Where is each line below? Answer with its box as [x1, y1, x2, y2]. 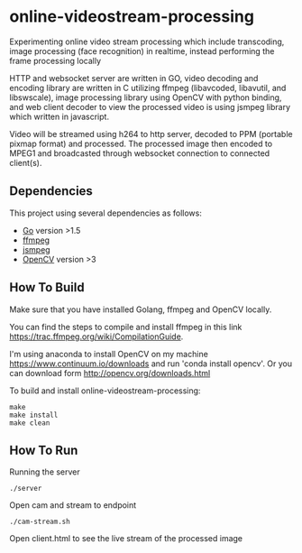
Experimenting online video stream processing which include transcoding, [9, 36, 285, 47]
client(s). [9, 157, 42, 168]
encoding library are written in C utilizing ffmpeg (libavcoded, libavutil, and [9, 82, 287, 93]
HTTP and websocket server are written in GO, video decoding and [9, 72, 259, 83]
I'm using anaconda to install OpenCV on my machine [9, 348, 209, 359]
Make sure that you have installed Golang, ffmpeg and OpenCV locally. [9, 304, 272, 315]
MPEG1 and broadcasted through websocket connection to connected [9, 147, 270, 159]
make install [9, 410, 59, 419]
